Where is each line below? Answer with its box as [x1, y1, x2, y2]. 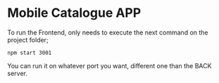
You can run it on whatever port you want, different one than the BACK [7, 61, 212, 70]
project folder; [7, 35, 49, 44]
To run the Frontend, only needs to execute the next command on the [7, 28, 209, 37]
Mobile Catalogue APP [7, 5, 142, 21]
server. [7, 69, 28, 77]
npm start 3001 [7, 49, 52, 56]
